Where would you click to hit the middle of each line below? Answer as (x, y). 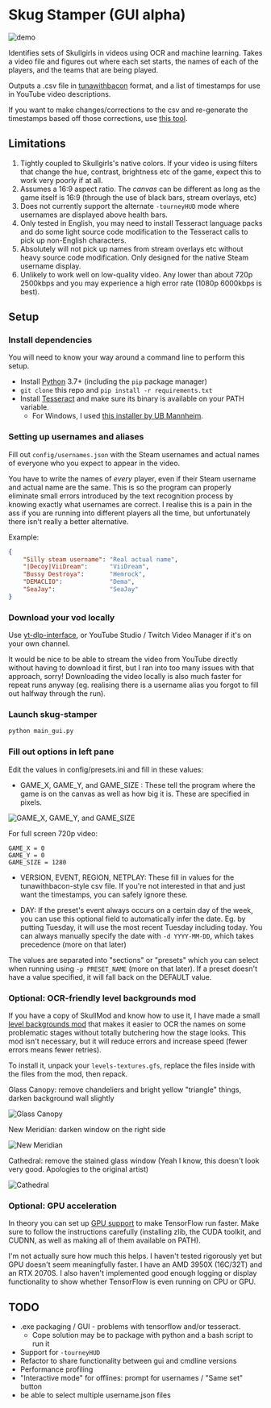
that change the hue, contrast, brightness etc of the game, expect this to (141, 172)
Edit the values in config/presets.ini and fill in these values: (106, 769)
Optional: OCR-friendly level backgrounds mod (102, 998)
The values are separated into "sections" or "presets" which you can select (133, 960)
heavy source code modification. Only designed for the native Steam (134, 257)
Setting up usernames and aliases (76, 437)
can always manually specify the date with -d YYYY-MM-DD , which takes (137, 935)
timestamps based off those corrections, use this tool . (98, 118)
